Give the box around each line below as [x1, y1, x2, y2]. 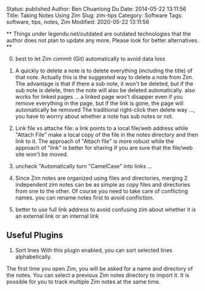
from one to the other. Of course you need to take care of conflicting [15, 187, 188, 195]
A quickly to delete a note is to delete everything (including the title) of [15, 67, 193, 74]
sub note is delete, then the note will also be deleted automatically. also [15, 87, 195, 94]
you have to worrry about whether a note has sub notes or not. [15, 113, 174, 120]
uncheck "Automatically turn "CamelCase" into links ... [15, 163, 152, 169]
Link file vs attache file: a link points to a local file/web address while [15, 125, 188, 131]
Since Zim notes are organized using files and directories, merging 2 [15, 174, 188, 182]
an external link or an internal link [15, 212, 99, 220]
